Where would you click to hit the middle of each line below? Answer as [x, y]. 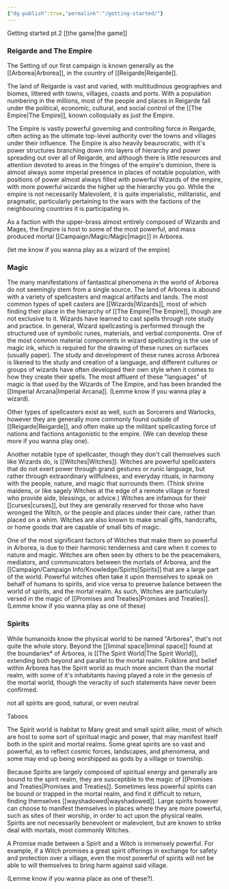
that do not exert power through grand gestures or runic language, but [106, 469]
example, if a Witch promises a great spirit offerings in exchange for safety [112, 851]
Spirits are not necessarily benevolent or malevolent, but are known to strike [114, 823]
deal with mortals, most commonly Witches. [69, 830]
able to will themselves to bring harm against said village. [88, 865]
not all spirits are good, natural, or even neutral [73, 703]
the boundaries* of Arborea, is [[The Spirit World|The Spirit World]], [103, 653]
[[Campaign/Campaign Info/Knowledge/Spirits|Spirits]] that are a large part [113, 570]
